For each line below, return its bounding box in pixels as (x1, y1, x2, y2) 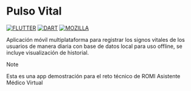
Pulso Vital (6, 4, 62, 18)
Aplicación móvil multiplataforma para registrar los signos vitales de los (6, 36, 186, 43)
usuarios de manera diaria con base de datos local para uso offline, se (6, 42, 182, 50)
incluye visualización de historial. (6, 49, 89, 56)
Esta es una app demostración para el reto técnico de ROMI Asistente (6, 72, 181, 79)
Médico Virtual (6, 79, 43, 86)
